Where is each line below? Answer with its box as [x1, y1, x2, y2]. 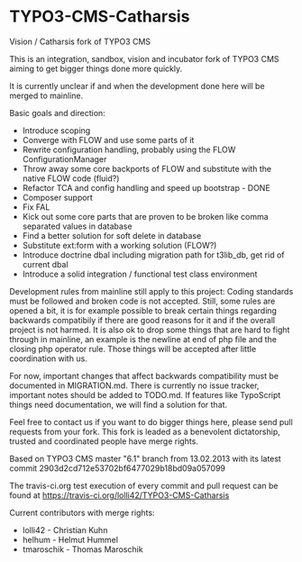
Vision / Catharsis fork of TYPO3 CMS [9, 36, 151, 47]
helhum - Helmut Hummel [22, 534, 119, 545]
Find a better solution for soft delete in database [22, 230, 202, 240]
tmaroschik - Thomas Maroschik [22, 543, 143, 555]
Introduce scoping [22, 124, 91, 136]
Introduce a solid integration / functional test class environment [22, 268, 258, 279]
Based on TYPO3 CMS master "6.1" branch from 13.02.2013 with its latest [9, 453, 281, 464]
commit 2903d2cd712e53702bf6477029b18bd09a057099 [9, 462, 225, 474]
